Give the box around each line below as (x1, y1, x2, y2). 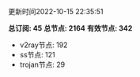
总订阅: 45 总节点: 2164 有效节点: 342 (8, 24, 133, 33)
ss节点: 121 (19, 50, 55, 59)
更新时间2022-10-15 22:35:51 (8, 7, 104, 16)
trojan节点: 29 (19, 60, 66, 69)
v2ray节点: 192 (19, 40, 68, 49)
